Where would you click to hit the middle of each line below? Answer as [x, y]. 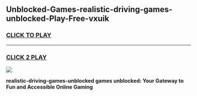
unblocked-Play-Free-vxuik [58, 19]
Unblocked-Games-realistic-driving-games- [89, 10]
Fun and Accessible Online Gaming [50, 87]
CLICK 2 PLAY [26, 57]
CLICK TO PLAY [29, 35]
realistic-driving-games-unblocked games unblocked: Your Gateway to [95, 80]
